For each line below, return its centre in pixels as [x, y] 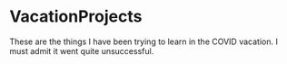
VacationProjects [76, 17]
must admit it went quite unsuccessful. [82, 50]
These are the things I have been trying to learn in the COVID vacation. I [144, 41]
